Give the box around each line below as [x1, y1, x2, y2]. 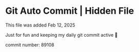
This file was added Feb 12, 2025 [5, 22, 75, 28]
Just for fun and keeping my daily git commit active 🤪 [5, 32, 118, 38]
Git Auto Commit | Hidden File [5, 5, 134, 17]
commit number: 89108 [5, 41, 55, 48]
